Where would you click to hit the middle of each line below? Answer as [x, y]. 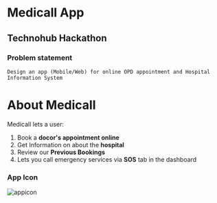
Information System [35, 78]
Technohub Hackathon [57, 38]
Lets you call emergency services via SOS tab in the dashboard [107, 159]
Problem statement [40, 58]
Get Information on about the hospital [71, 145]
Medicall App [46, 13]
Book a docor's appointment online [68, 137]
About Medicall [52, 105]
